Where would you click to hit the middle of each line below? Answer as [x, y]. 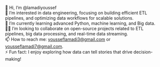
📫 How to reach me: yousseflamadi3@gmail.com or [58, 39]
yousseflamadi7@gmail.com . [34, 46]
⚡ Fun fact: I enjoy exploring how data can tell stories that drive [69, 52]
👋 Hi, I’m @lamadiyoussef [31, 8]
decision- [143, 52]
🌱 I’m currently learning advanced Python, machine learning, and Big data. [80, 23]
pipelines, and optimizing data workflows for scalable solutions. [69, 18]
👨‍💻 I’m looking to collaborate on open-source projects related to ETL [74, 29]
